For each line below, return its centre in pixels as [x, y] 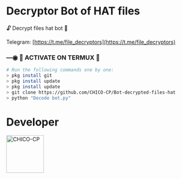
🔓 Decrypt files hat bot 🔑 [37, 28]
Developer [32, 122]
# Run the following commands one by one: [60, 70]
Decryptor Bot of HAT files [73, 11]
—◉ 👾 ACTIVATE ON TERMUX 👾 [53, 57]
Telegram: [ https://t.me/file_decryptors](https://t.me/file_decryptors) [91, 42]
